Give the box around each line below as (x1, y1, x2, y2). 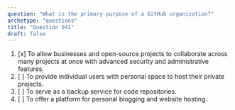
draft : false (7, 30, 46, 38)
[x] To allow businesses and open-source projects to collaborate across (17, 50, 228, 58)
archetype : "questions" (7, 17, 78, 24)
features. (17, 65, 45, 73)
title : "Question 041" (7, 23, 75, 31)
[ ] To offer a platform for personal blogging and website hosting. (17, 95, 208, 104)
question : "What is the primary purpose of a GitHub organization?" (7, 10, 214, 18)
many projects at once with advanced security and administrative (17, 57, 209, 66)
